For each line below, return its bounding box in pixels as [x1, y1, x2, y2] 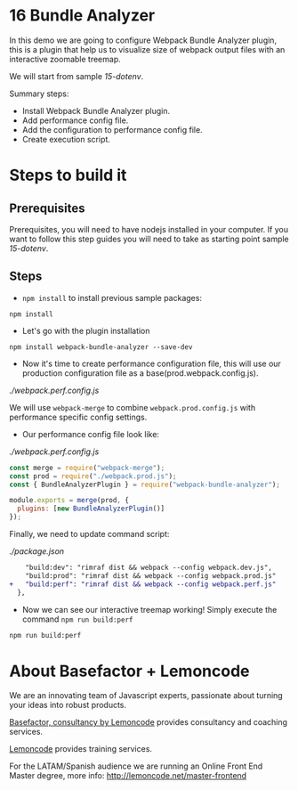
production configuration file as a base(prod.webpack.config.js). [21, 367, 259, 379]
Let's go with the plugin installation [21, 325, 150, 336]
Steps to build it [9, 166, 127, 185]
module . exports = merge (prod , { [9, 496, 129, 505]
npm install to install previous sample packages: [21, 292, 203, 303]
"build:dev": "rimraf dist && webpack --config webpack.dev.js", [25, 563, 273, 572]
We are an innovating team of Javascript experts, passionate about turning [9, 690, 283, 701]
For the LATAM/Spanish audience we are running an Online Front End [9, 761, 263, 771]
